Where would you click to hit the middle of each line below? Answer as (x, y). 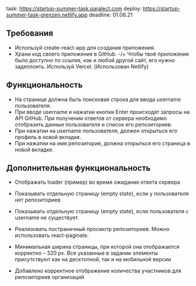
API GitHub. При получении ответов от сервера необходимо (91, 118)
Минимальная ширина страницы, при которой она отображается (97, 247)
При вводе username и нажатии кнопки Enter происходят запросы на (102, 112)
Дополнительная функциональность (79, 168)
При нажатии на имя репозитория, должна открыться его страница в (102, 143)
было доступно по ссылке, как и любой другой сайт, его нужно (95, 60)
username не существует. (47, 217)
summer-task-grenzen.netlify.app (47, 15)
